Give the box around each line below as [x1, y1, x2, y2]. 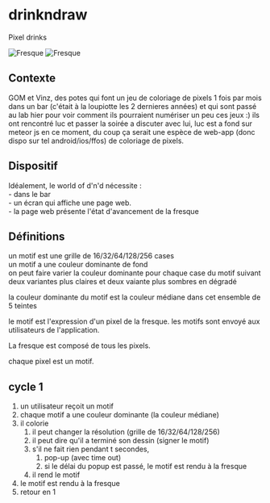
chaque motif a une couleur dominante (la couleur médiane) [19, 410, 219, 420]
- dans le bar [8, 189, 51, 199]
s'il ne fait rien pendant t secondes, [31, 444, 150, 454]
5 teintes [8, 301, 38, 311]
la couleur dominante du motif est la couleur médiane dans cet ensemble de [8, 292, 261, 302]
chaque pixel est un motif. [8, 357, 94, 367]
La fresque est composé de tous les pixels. [8, 341, 151, 350]
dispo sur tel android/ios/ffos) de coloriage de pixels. [8, 136, 184, 145]
